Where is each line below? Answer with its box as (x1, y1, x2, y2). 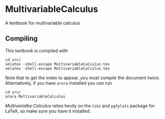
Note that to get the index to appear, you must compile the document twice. (5, 75, 160, 81)
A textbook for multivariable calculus (5, 20, 81, 26)
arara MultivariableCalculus (5, 94, 66, 99)
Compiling (5, 34, 38, 43)
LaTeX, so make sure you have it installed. (5, 108, 91, 114)
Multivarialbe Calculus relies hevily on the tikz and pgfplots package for (5, 103, 155, 109)
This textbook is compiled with (5, 47, 68, 53)
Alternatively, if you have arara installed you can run (5, 80, 112, 86)
